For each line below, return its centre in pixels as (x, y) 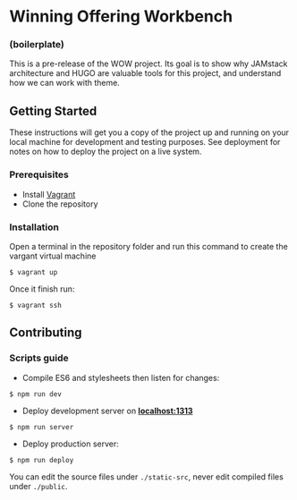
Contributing (46, 333)
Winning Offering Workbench (121, 17)
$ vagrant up (34, 272)
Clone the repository (60, 204)
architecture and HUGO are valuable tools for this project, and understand (145, 73)
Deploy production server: (70, 444)
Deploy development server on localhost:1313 (108, 411)
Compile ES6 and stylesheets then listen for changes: (121, 377)
